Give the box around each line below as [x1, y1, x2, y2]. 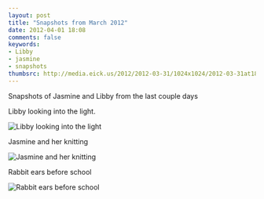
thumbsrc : [8, 70, 41, 78]
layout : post [8, 11, 51, 20]
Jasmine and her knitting [8, 136, 89, 146]
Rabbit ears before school [8, 167, 92, 176]
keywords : [8, 41, 41, 49]
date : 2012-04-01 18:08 [8, 26, 86, 34]
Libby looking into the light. [8, 107, 96, 116]
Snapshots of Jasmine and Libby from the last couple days [8, 91, 199, 100]
